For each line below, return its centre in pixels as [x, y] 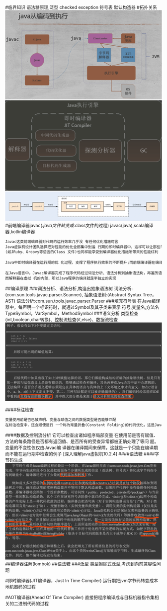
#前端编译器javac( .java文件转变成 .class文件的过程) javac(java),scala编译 [79, 225]
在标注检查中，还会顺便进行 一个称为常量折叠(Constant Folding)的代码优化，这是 [80, 425]
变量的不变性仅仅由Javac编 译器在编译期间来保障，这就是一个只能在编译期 [82, 447]
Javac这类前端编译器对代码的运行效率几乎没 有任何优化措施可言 [62, 242]
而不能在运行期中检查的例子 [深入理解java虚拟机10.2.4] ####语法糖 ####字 [82, 453]
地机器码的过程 [20, 587]
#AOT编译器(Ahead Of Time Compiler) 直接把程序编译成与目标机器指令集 [80, 598]
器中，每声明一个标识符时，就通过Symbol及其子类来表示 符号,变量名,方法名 [82, 307]
